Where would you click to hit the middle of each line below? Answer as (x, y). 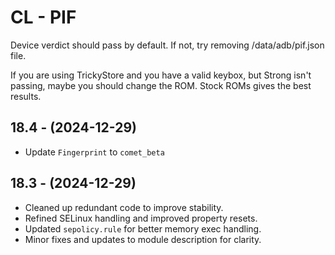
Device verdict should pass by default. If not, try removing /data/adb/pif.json (167, 45)
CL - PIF (43, 17)
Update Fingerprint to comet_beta (94, 152)
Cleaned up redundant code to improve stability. (124, 207)
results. (26, 96)
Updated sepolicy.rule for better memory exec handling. (143, 228)
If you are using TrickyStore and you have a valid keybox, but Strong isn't (161, 75)
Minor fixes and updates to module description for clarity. (143, 239)
